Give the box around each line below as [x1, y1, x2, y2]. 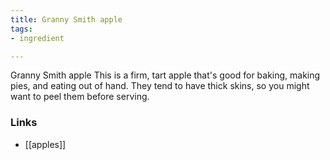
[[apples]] [24, 138, 67, 150]
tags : [10, 24, 33, 34]
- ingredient [10, 33, 65, 43]
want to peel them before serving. [10, 91, 150, 103]
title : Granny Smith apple [10, 14, 123, 25]
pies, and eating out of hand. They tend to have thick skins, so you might [10, 80, 310, 92]
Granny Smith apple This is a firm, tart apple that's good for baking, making [10, 69, 321, 81]
